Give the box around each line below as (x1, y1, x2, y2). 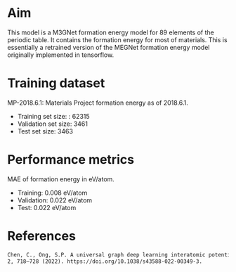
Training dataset (7, 75, 105, 91)
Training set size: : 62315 (17, 112, 90, 120)
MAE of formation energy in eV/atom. (7, 174, 114, 183)
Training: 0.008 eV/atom (17, 188, 88, 197)
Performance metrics (7, 152, 135, 168)
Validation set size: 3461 (17, 119, 88, 128)
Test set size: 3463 (17, 127, 74, 135)
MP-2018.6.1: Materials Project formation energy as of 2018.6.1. (7, 98, 188, 107)
